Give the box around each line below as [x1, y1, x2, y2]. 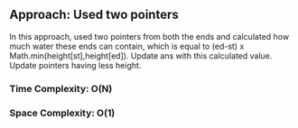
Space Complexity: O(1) [9, 106, 116, 119]
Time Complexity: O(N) [9, 82, 113, 95]
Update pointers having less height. [9, 59, 142, 70]
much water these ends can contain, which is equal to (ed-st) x [9, 41, 245, 51]
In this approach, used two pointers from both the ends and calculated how [9, 31, 290, 41]
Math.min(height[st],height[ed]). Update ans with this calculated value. [9, 50, 273, 61]
